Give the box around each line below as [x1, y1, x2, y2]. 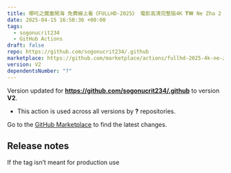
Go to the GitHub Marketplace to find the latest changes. [7, 120, 167, 128]
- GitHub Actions [13, 36, 63, 43]
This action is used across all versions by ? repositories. [16, 107, 176, 115]
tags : [7, 23, 23, 30]
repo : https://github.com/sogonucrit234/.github [7, 49, 149, 56]
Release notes [7, 140, 69, 152]
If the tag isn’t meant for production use [7, 159, 120, 167]
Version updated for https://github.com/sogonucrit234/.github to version [7, 86, 220, 95]
